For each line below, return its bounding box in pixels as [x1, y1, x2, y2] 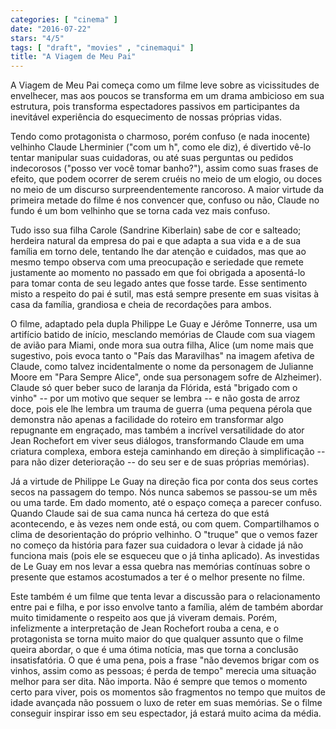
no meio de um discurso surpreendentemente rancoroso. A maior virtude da [10, 184, 325, 196]
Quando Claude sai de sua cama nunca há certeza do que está [10, 507, 270, 520]
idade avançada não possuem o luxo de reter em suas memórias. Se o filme [10, 697, 323, 709]
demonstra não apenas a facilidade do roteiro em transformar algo [10, 414, 284, 426]
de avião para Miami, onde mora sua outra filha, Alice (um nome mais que [10, 339, 314, 351]
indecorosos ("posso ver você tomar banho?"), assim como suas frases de [10, 162, 319, 175]
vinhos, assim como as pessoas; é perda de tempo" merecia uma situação [10, 665, 317, 677]
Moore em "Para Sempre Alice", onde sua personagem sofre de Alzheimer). [10, 371, 323, 383]
